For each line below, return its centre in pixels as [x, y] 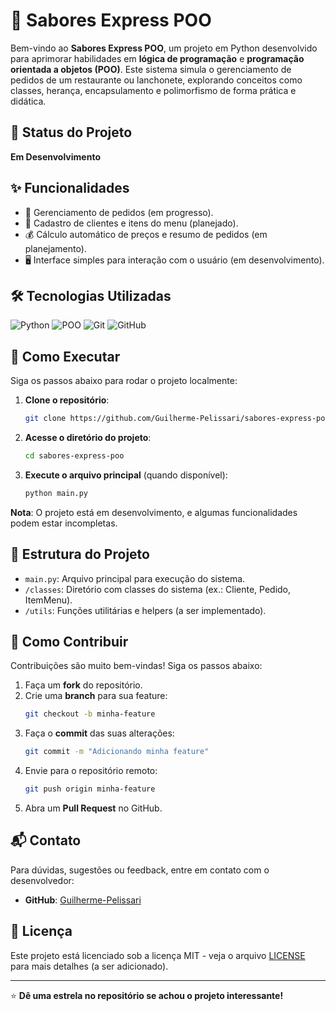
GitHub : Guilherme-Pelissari [83, 900]
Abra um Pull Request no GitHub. [93, 808]
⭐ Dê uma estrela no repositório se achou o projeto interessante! [147, 995]
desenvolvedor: [42, 880]
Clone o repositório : [67, 400]
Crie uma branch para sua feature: [96, 696]
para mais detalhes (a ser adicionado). [89, 966]
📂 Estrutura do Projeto [80, 554]
